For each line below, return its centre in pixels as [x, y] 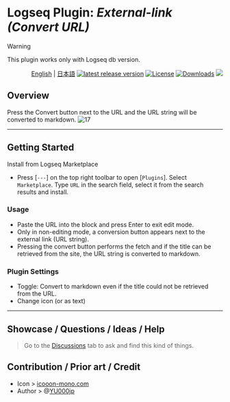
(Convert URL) [49, 27]
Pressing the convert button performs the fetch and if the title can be [114, 246]
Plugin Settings [33, 271]
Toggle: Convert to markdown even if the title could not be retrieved [113, 287]
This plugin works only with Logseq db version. [74, 59]
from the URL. [37, 294]
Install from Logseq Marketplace [53, 164]
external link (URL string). [53, 239]
